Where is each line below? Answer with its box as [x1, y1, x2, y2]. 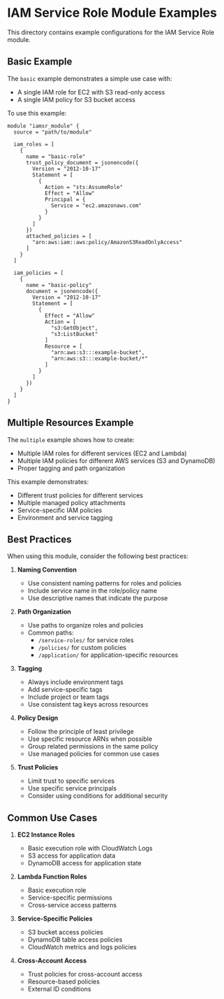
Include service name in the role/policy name [27, 586, 158, 595]
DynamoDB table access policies [27, 935, 123, 944]
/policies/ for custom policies [38, 644, 127, 652]
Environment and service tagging [17, 513, 113, 522]
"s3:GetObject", [51, 324, 98, 332]
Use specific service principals [27, 784, 117, 793]
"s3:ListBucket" [51, 330, 98, 337]
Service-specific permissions [27, 893, 113, 902]
